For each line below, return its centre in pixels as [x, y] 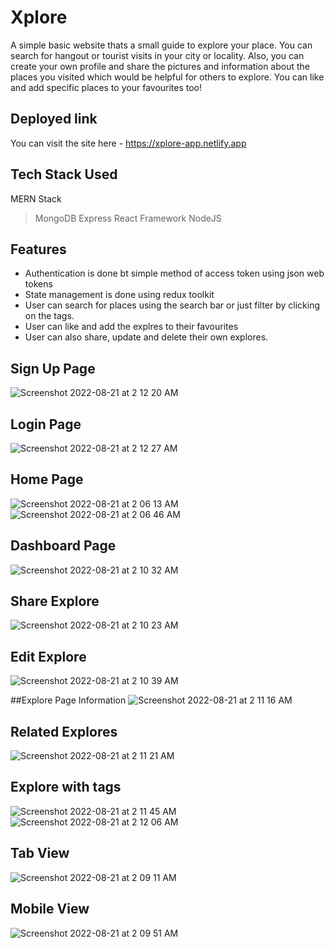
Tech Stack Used [64, 174]
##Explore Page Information [68, 700]
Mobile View [50, 909]
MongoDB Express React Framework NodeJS [128, 218]
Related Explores [64, 731]
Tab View [40, 853]
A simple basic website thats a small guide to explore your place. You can [161, 45]
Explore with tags [66, 787]
